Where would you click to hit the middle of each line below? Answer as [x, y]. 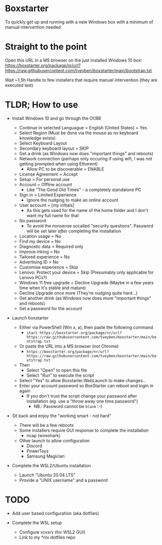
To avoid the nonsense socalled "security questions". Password [90, 226]
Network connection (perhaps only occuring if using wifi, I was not [86, 158]
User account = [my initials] [47, 205]
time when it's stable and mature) [52, 288]
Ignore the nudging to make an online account [72, 200]
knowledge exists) [37, 138]
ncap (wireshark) [44, 435]
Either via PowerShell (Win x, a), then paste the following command [86, 327]
